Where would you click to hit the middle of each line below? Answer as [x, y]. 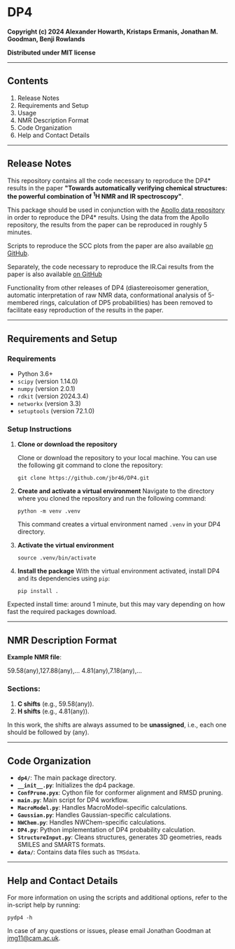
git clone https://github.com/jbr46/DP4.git [83, 478]
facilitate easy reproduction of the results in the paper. [86, 310]
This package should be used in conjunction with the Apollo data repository [116, 210]
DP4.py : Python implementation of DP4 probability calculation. [106, 830]
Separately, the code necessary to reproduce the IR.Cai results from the [111, 267]
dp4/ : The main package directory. [67, 778]
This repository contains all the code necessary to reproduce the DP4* [109, 180]
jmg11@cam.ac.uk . [34, 938]
